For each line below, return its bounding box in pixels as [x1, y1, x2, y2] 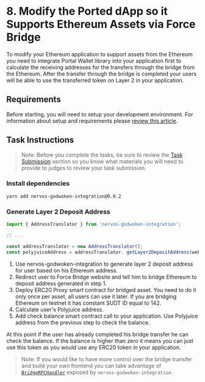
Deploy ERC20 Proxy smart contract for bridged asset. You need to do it [15, 286, 196, 293]
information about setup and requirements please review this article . [6, 117, 178, 124]
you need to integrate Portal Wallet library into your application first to [6, 57, 182, 64]
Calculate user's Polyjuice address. [15, 305, 104, 313]
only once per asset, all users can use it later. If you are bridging [15, 293, 177, 300]
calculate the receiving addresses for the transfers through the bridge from [6, 63, 195, 71]
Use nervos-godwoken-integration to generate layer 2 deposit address [15, 260, 193, 268]
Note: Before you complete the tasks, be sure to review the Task [21, 151, 183, 159]
